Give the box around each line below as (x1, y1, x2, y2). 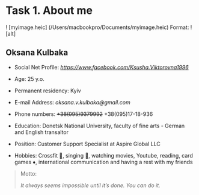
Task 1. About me (5, 4, 93, 18)
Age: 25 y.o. (14, 75, 44, 82)
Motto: (20, 170, 37, 177)
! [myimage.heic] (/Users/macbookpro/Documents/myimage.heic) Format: (5, 24, 189, 31)
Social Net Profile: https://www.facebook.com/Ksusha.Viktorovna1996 (14, 63, 189, 71)
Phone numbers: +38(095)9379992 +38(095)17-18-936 (14, 110, 153, 118)
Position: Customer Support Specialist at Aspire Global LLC (14, 140, 161, 147)
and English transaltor (14, 128, 69, 136)
